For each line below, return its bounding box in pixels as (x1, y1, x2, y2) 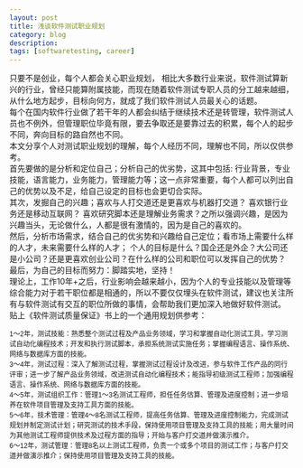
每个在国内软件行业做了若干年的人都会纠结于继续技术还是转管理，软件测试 (9, 107, 286, 117)
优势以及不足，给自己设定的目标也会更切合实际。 (24, 186, 207, 197)
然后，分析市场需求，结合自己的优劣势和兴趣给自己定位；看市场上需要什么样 (9, 231, 294, 242)
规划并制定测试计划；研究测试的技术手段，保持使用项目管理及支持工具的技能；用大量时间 (9, 421, 295, 430)
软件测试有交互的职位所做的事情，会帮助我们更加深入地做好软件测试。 (24, 299, 286, 310)
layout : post (9, 13, 59, 23)
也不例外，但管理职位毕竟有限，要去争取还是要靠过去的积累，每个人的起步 (16, 118, 294, 129)
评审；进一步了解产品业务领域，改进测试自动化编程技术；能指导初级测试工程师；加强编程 (9, 370, 295, 379)
